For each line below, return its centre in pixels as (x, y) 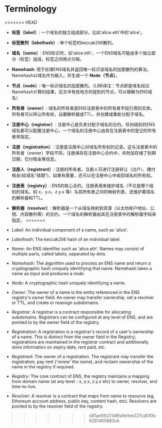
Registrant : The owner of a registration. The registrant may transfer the (82, 356)
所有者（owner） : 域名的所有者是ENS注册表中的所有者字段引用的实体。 (83, 108)
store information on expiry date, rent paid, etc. (59, 347)
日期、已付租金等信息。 (35, 159)
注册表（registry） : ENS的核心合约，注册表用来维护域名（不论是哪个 (81, 186)
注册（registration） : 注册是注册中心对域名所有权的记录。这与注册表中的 (84, 147)
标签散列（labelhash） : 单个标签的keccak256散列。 (64, 43)
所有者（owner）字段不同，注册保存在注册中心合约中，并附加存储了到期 (84, 153)
